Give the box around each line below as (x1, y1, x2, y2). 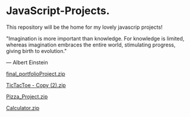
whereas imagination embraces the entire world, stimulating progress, (6, 41, 176, 48)
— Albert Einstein (6, 59, 48, 66)
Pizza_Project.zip (6, 93, 48, 100)
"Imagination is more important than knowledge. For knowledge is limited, (6, 35, 185, 42)
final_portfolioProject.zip (6, 70, 66, 77)
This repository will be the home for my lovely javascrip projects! (6, 24, 163, 31)
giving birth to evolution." (6, 47, 67, 54)
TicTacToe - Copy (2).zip (6, 81, 66, 89)
